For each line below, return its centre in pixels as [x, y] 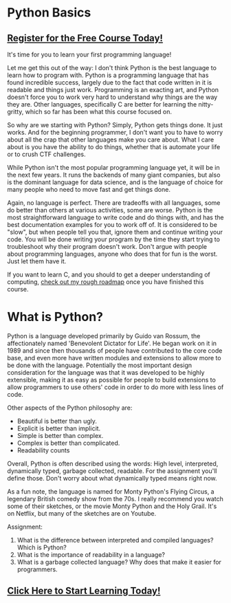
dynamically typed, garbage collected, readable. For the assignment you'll [112, 471]
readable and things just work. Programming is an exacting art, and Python [113, 90]
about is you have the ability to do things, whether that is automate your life [114, 147]
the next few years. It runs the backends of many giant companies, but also [114, 175]
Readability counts [43, 450]
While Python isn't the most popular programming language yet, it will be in [113, 167]
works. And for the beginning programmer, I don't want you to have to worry [115, 132]
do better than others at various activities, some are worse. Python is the [110, 210]
